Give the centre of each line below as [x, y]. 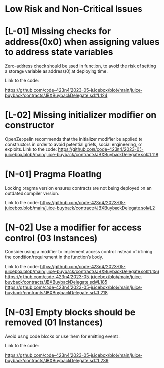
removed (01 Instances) [54, 323]
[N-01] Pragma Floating [53, 174]
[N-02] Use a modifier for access [73, 228]
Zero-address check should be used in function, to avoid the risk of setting [81, 66]
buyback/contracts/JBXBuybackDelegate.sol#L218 [56, 292]
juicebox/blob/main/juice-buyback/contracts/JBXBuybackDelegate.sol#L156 [82, 271]
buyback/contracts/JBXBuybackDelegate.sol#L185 [56, 282]
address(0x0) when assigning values [82, 42]
